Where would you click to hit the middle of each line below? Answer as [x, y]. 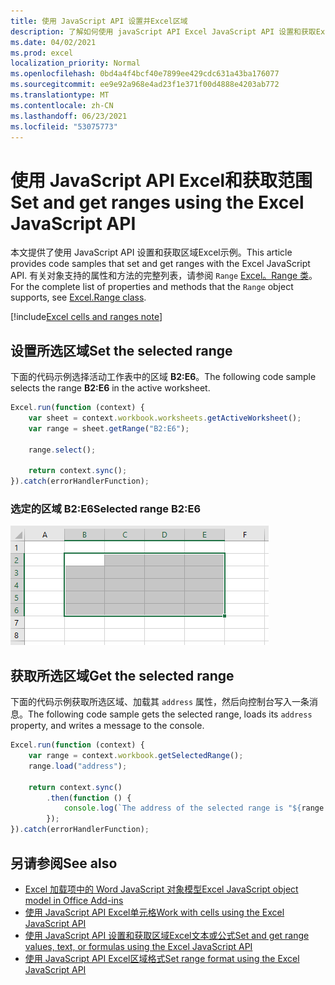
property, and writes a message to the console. [107, 726]
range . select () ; [62, 450]
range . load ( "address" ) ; [78, 766]
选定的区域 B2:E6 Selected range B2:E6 [106, 509]
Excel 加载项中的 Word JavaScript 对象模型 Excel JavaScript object [161, 889]
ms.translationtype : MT [60, 95]
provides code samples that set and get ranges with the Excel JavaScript [160, 264]
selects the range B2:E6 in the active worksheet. [110, 388]
